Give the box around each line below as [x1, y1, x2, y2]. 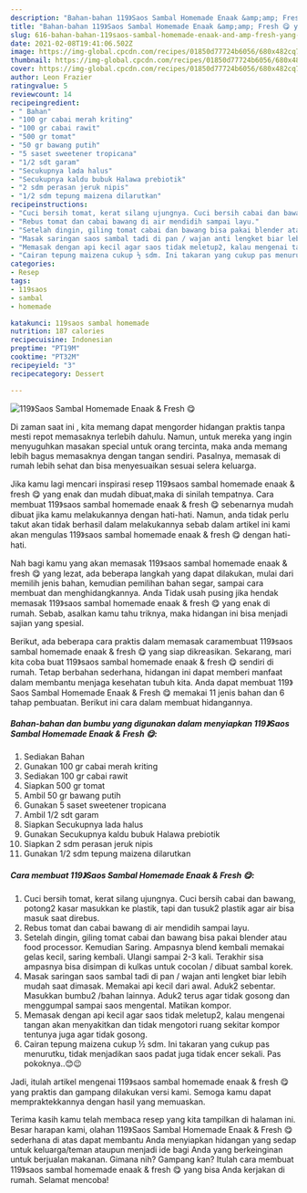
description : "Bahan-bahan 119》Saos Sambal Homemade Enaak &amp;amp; [10, 13, 279, 23]
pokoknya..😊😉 [23, 1058, 83, 1069]
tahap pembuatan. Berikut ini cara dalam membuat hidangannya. [10, 696, 253, 707]
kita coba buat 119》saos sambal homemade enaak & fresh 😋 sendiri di [10, 656, 274, 667]
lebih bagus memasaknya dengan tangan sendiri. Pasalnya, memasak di [10, 450, 281, 461]
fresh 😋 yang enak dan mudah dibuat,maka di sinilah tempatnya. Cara [10, 488, 274, 499]
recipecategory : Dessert [10, 369, 105, 379]
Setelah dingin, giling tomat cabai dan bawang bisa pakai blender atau [23, 932, 288, 943]
